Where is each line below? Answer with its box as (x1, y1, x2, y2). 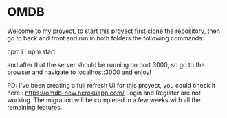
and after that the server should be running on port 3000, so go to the (7, 60, 205, 69)
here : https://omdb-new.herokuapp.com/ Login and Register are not (7, 88, 202, 97)
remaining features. (7, 103, 63, 111)
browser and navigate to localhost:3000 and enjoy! (7, 68, 151, 76)
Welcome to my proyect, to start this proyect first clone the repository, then (7, 27, 220, 35)
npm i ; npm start (7, 47, 56, 56)
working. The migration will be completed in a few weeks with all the (7, 95, 201, 104)
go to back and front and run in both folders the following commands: (7, 34, 204, 42)
